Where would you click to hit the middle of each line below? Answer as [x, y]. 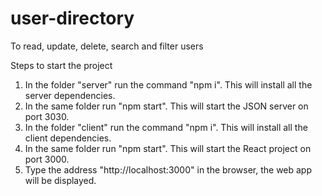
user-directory [72, 18]
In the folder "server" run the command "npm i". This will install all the [168, 84]
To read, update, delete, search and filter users [107, 46]
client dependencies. [68, 138]
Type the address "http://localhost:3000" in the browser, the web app [168, 169]
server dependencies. [70, 95]
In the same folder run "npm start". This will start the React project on [168, 148]
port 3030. [47, 116]
